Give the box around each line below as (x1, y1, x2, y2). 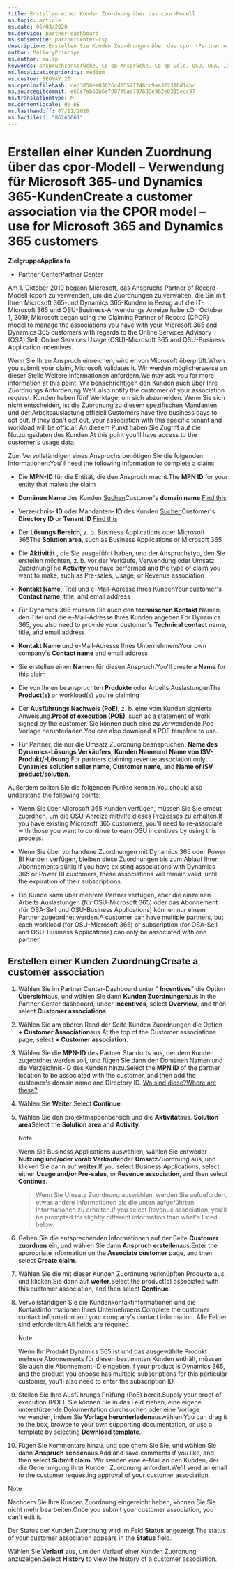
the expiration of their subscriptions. (17, 877, 123, 886)
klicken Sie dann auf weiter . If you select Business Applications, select (17, 1162, 220, 1171)
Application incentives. (8, 343, 74, 351)
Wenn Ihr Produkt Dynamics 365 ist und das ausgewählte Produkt (17, 1347, 208, 1356)
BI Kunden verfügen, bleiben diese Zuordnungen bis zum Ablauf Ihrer (17, 855, 218, 863)
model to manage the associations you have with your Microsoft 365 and (8, 321, 218, 329)
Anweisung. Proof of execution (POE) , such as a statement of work (17, 712, 211, 720)
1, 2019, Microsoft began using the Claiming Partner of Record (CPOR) (8, 313, 210, 321)
